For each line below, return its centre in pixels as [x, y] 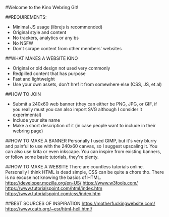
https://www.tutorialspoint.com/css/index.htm [53, 194]
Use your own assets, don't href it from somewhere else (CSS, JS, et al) [87, 84]
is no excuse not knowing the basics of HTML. [53, 177]
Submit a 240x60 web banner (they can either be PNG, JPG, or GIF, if [85, 104]
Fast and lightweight [34, 79]
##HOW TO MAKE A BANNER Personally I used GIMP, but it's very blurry [81, 141]
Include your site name [36, 120]
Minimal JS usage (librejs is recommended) [58, 27]
